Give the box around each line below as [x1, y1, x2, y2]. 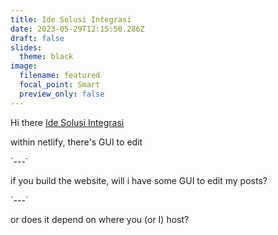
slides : [10, 42, 43, 53]
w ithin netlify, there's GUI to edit [10, 136, 143, 148]
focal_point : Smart [19, 80, 101, 90]
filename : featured [19, 71, 101, 81]
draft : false [10, 33, 65, 43]
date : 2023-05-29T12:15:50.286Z [10, 24, 145, 34]
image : [10, 61, 38, 71]
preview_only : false [19, 89, 105, 99]
